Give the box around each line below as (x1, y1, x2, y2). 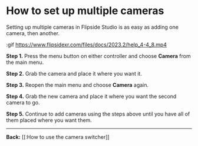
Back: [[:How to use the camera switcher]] (6, 133, 110, 140)
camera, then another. (6, 29, 60, 36)
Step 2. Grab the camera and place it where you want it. (6, 70, 143, 77)
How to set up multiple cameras (6, 4, 164, 18)
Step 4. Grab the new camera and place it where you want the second (6, 93, 177, 100)
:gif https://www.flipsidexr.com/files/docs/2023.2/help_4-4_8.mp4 (6, 41, 167, 48)
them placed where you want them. (6, 116, 93, 124)
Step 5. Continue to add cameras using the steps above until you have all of (6, 110, 190, 117)
